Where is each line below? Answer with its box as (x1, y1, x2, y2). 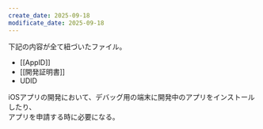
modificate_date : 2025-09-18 (8, 19, 105, 27)
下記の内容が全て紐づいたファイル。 (8, 41, 127, 51)
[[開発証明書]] (19, 66, 66, 76)
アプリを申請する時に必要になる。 (8, 112, 120, 121)
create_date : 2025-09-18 (8, 11, 90, 20)
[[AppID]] (19, 57, 51, 67)
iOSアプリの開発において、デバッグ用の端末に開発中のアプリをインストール (8, 92, 255, 101)
